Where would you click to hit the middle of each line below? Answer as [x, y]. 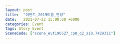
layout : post [19, 10]
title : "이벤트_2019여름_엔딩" [35, 15]
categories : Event [24, 24]
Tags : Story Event [24, 29]
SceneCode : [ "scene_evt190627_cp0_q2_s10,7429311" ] [60, 33]
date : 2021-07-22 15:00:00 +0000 [42, 19]
